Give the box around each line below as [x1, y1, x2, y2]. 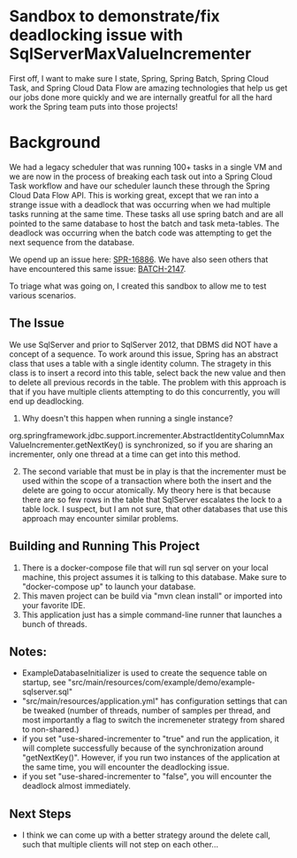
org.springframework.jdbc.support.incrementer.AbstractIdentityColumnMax [9, 429, 285, 440]
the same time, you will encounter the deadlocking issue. [21, 761, 230, 772]
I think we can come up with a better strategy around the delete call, [21, 830, 271, 840]
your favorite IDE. [21, 599, 86, 610]
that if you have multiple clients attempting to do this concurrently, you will [9, 386, 280, 397]
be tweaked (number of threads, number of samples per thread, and [21, 706, 271, 716]
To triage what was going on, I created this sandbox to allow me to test [9, 281, 267, 291]
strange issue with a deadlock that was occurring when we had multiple [9, 199, 271, 210]
